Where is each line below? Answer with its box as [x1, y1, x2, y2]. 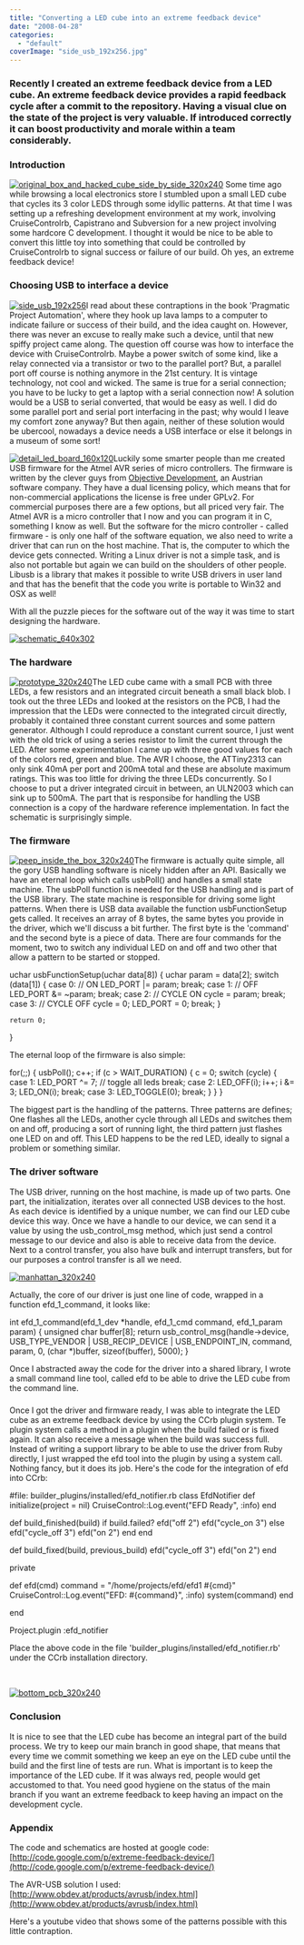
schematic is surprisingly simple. [9, 811, 132, 822]
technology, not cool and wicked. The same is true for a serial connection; [9, 377, 287, 388]
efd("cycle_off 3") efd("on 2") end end [9, 1527, 153, 1538]
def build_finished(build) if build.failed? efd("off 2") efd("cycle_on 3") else [9, 1517, 285, 1528]
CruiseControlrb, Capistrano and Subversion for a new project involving [9, 217, 277, 228]
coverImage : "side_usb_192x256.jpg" [9, 47, 148, 56]
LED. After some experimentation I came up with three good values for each [9, 743, 293, 755]
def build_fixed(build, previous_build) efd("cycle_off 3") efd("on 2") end [9, 1545, 277, 1556]
